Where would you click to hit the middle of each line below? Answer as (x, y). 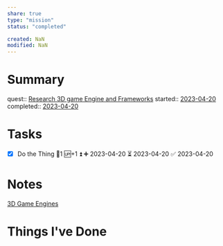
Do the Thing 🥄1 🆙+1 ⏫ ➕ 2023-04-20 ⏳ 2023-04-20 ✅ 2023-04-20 (115, 154)
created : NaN (26, 39)
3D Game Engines (33, 203)
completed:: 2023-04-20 (43, 106)
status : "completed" (37, 26)
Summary (36, 80)
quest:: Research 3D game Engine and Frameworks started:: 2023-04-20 (111, 99)
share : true (24, 14)
